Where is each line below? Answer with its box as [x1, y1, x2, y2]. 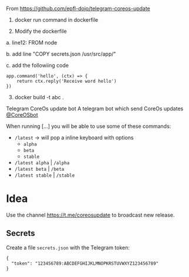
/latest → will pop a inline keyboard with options [14, 134, 134, 141]
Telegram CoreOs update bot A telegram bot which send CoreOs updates [6, 105, 184, 112]
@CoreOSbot [6, 112, 38, 118]
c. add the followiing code [6, 62, 69, 69]
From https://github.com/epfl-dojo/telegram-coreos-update [6, 5, 151, 12]
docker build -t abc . [14, 94, 65, 100]
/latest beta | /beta [14, 165, 65, 172]
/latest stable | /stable [14, 171, 75, 178]
